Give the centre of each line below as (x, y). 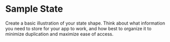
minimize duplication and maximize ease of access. (59, 34)
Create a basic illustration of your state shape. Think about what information (85, 23)
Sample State (34, 9)
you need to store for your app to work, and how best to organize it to (78, 28)
